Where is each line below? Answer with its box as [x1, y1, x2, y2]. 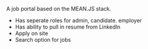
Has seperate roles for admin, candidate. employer [15, 17, 143, 24]
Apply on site [15, 30, 49, 37]
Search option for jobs [15, 36, 71, 43]
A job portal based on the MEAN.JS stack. [6, 5, 112, 12]
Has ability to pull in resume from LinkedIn [15, 24, 121, 30]
